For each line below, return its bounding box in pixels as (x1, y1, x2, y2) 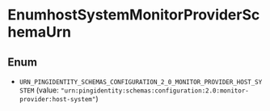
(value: (36, 85, 60, 95)
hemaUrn (7, 23, 72, 41)
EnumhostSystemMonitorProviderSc (7, 6, 260, 24)
